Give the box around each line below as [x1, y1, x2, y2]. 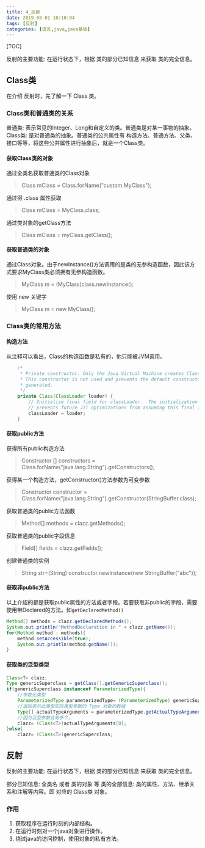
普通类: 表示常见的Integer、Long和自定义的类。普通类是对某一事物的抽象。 [6, 124, 195, 131]
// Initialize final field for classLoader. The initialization [28, 399, 198, 405]
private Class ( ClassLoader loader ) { [17, 393, 113, 400]
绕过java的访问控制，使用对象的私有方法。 [15, 835, 122, 843]
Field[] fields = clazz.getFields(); [21, 544, 103, 552]
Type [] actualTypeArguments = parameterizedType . [17, 709, 146, 715]
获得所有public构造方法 [6, 444, 65, 452]
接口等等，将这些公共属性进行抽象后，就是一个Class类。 [6, 139, 149, 147]
